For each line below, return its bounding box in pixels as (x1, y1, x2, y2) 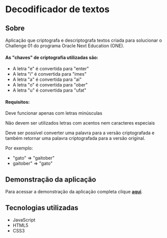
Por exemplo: (5, 145, 33, 151)
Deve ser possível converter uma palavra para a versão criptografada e (5, 130, 155, 136)
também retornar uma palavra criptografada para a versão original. (5, 135, 146, 141)
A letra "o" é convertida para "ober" (12, 82, 88, 88)
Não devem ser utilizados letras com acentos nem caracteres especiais (5, 120, 155, 126)
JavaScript (12, 217, 36, 223)
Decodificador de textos (5, 4, 110, 15)
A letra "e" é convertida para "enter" (12, 66, 89, 72)
